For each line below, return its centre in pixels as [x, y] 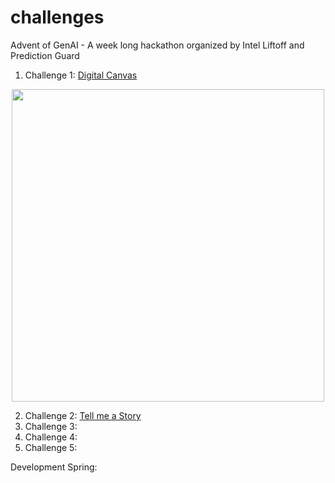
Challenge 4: [51, 437]
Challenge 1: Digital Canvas [81, 75]
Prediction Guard [45, 55]
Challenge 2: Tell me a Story [83, 415]
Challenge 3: [51, 426]
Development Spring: [54, 467]
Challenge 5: [51, 447]
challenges [57, 17]
